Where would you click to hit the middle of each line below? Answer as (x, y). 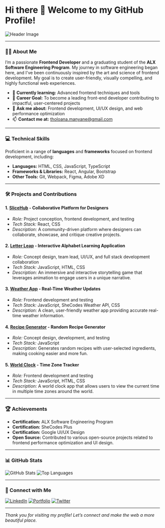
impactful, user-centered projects (46, 103)
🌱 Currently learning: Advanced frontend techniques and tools (76, 93)
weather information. (43, 316)
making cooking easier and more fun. (50, 354)
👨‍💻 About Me (21, 51)
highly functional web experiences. (41, 83)
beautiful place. (21, 520)
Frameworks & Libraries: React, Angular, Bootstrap (64, 171)
